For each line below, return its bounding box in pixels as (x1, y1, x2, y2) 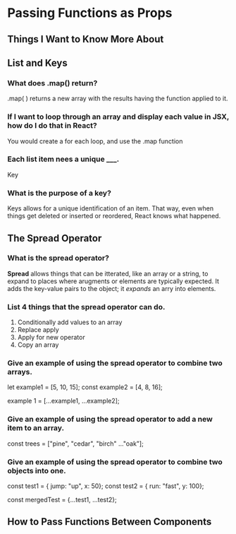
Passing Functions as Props (7, 5, 173, 21)
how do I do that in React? (7, 121, 97, 131)
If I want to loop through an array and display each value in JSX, (7, 112, 230, 121)
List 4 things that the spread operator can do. (7, 302, 166, 311)
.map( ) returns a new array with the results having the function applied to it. (7, 94, 228, 103)
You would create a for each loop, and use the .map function (7, 136, 183, 146)
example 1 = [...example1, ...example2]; (7, 397, 120, 405)
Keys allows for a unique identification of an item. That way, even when (7, 204, 213, 213)
